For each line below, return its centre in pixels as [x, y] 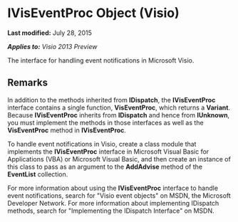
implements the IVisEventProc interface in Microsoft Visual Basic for [108, 152]
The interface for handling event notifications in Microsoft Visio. [101, 60]
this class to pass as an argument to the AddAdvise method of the [105, 166]
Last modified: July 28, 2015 [50, 33]
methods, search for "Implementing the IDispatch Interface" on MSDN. [111, 211]
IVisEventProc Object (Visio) [93, 13]
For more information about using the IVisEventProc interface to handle [113, 188]
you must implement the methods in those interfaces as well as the [106, 122]
